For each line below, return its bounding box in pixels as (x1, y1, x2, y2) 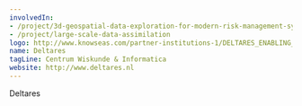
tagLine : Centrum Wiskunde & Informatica (9, 55, 167, 64)
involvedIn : (9, 13, 54, 22)
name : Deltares (9, 47, 67, 56)
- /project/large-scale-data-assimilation (9, 30, 171, 39)
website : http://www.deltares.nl (9, 64, 135, 73)
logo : (9, 38, 30, 48)
